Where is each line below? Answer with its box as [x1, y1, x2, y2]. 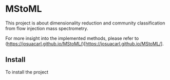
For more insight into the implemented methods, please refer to [5, 35, 139, 41]
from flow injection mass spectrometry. [5, 25, 88, 31]
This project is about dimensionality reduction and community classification [5, 20, 165, 26]
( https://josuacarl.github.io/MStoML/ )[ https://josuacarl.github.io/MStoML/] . [5, 40, 164, 46]
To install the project [5, 69, 49, 75]
